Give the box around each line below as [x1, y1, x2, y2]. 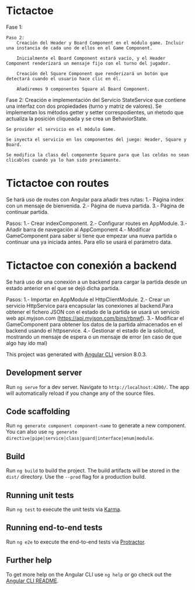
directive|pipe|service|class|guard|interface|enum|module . [6, 435, 154, 442]
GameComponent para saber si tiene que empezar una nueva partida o [6, 232, 177, 239]
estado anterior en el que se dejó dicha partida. [6, 284, 120, 291]
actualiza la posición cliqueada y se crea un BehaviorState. [6, 115, 148, 122]
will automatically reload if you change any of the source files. [6, 390, 155, 397]
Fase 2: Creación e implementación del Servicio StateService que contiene [6, 96, 186, 103]
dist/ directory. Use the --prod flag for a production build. [6, 473, 146, 480]
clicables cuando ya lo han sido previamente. [6, 157, 121, 163]
